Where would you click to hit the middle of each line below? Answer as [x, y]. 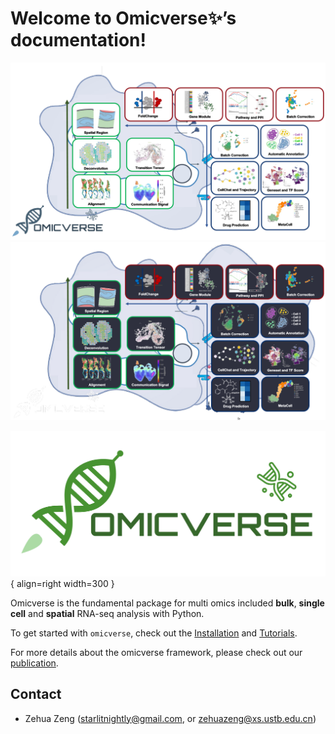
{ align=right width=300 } [62, 583]
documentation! [78, 40]
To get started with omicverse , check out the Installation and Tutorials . [154, 633]
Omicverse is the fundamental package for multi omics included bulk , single [167, 603]
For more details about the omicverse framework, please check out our [156, 652]
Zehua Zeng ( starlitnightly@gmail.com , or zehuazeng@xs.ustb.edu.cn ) [170, 718]
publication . [34, 663]
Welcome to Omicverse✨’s [123, 18]
